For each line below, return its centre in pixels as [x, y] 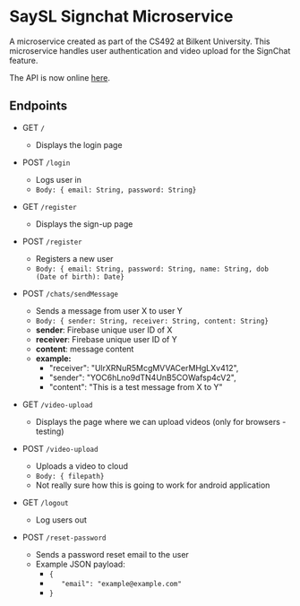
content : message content [85, 349]
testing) [50, 431]
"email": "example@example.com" [121, 584]
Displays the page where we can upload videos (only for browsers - [161, 421]
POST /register [52, 241]
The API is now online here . [60, 77]
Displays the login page [79, 144]
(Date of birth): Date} [80, 277]
